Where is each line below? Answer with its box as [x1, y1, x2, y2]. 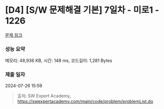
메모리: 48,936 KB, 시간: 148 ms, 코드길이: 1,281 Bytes [5, 57, 113, 64]
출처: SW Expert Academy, [17, 93, 71, 99]
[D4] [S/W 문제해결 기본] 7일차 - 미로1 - [5, 4, 160, 16]
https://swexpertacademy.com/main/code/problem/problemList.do [17, 98, 154, 104]
